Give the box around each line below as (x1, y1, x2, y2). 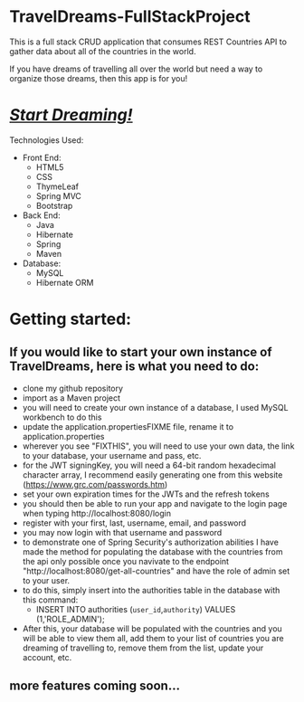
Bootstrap (35, 200, 73, 211)
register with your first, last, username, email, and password (22, 517, 247, 528)
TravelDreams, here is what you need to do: (9, 359, 260, 375)
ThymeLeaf (35, 181, 80, 192)
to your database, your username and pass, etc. (22, 450, 202, 460)
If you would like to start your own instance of (9, 345, 273, 360)
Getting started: (9, 309, 132, 329)
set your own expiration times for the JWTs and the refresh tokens (22, 489, 270, 499)
